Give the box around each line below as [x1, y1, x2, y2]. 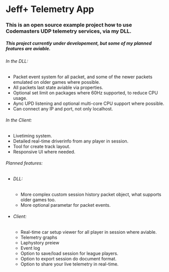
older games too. [20, 197, 56, 203]
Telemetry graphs [20, 234, 57, 240]
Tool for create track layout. [13, 143, 71, 149]
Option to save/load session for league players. [20, 250, 119, 256]
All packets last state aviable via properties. [13, 84, 104, 90]
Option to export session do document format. [20, 255, 117, 261]
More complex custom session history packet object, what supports [20, 191, 161, 197]
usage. [13, 95, 28, 101]
